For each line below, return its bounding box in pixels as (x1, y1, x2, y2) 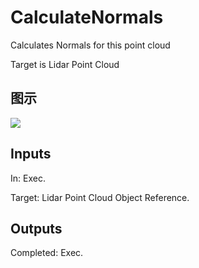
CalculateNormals (10, 6, 164, 29)
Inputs (10, 146, 52, 163)
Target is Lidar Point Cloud (10, 58, 120, 70)
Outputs (10, 220, 63, 237)
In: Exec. (10, 172, 46, 184)
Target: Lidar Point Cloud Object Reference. (10, 191, 190, 203)
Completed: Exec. (10, 247, 84, 259)
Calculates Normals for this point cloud (10, 39, 171, 51)
